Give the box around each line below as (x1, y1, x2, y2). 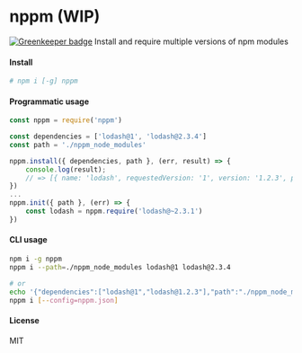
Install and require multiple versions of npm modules (93, 36, 289, 47)
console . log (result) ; (25, 164, 106, 174)
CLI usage (9, 234, 48, 245)
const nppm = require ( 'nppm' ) (9, 116, 123, 125)
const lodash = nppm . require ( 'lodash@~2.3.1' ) (25, 207, 203, 216)
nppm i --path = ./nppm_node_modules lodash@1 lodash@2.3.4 (9, 262, 231, 271)
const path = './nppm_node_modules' (9, 140, 147, 149)
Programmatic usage (9, 96, 90, 107)
